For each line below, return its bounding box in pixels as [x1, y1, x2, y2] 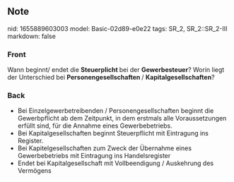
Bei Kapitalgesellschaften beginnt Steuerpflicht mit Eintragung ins [17, 129, 209, 138]
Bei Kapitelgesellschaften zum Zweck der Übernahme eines [17, 144, 192, 152]
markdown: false [7, 32, 57, 40]
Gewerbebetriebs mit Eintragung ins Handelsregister [17, 152, 171, 160]
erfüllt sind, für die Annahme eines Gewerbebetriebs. [17, 121, 172, 130]
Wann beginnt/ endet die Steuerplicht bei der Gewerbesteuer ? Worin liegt [7, 66, 225, 74]
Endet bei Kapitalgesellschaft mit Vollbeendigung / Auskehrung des [17, 159, 214, 168]
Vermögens [17, 166, 52, 175]
